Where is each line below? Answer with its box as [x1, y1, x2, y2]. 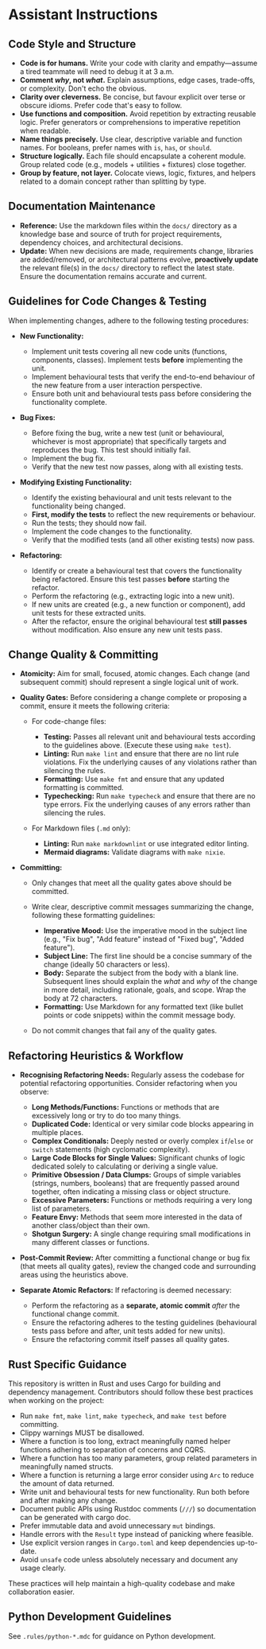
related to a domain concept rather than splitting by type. [19, 177, 206, 186]
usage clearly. [19, 1563, 66, 1573]
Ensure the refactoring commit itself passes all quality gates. [31, 1335, 230, 1344]
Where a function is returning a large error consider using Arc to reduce [19, 1470, 254, 1480]
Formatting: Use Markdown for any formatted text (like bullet [43, 1002, 244, 1012]
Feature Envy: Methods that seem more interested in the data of [31, 1212, 243, 1222]
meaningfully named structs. [19, 1462, 114, 1472]
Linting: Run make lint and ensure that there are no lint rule [43, 749, 240, 759]
